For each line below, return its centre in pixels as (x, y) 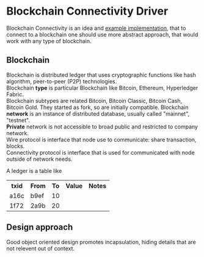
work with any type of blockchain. (49, 41)
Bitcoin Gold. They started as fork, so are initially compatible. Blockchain (97, 107)
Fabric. (15, 94)
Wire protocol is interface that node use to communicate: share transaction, (101, 139)
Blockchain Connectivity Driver (87, 11)
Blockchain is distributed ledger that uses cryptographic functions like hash (101, 75)
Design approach (40, 227)
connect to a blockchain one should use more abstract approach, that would (102, 34)
